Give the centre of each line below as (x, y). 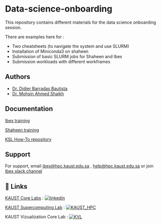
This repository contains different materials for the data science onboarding (80, 22)
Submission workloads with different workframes (61, 61)
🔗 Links (16, 187)
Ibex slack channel (24, 171)
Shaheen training (22, 130)
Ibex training (17, 120)
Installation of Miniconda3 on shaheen (50, 51)
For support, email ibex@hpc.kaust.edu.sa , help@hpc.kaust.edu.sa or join (79, 166)
